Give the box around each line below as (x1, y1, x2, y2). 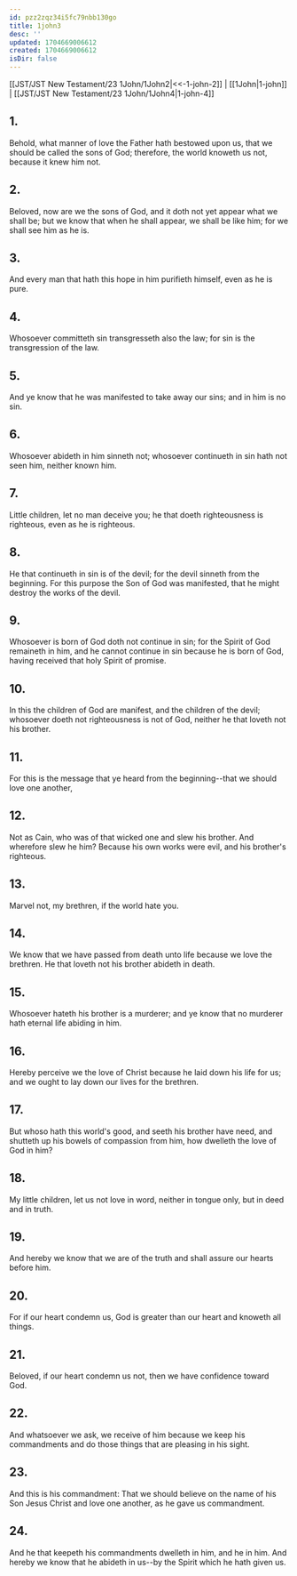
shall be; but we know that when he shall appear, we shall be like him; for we (9, 215, 289, 226)
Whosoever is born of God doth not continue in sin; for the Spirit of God (9, 637, 270, 647)
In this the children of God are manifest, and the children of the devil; (9, 704, 261, 716)
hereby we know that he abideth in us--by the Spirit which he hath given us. (9, 1556, 286, 1567)
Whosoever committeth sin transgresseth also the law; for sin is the (9, 333, 255, 343)
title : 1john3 (9, 21, 62, 30)
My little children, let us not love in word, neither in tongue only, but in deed (9, 1194, 285, 1205)
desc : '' (9, 29, 42, 38)
